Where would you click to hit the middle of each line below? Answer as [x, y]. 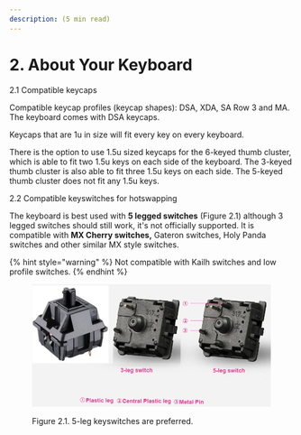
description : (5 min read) [60, 19]
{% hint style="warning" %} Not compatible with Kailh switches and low [143, 262]
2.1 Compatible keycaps [53, 89]
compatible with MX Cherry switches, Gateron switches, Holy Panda [138, 235]
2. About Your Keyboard [101, 65]
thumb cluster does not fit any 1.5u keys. [84, 180]
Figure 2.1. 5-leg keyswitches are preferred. [113, 421]
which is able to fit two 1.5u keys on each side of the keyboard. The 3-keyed [151, 162]
